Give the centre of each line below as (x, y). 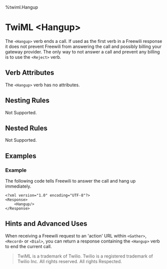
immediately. (18, 186)
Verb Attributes (30, 73)
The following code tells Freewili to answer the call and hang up (71, 181)
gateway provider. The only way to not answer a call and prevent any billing (83, 51)
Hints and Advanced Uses (46, 224)
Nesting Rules (27, 101)
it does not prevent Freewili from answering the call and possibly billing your (83, 46)
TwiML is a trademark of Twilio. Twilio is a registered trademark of (85, 256)
